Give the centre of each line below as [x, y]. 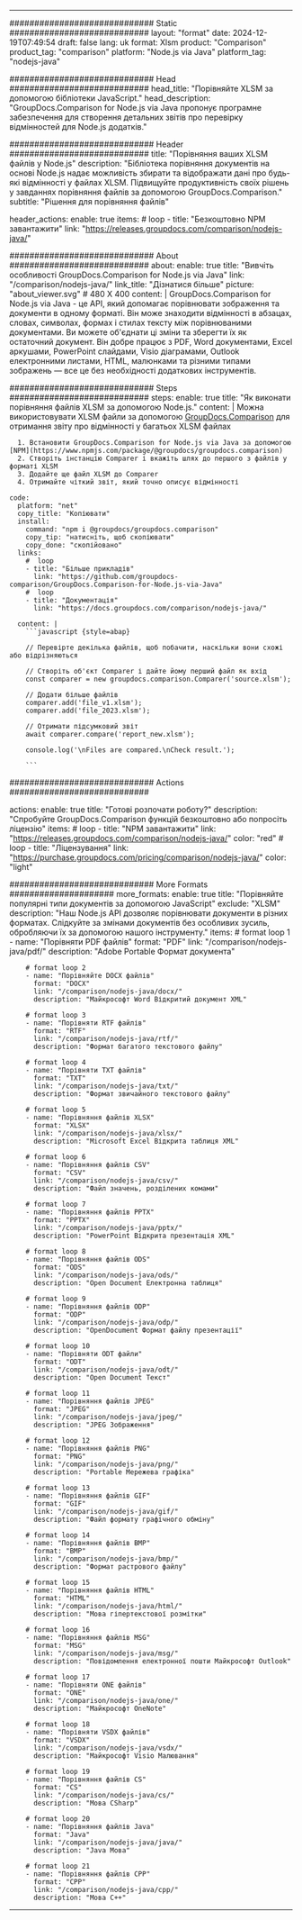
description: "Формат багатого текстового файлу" [128, 1046]
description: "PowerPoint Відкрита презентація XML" [134, 1236]
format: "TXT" [60, 1078]
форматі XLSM [34, 466]
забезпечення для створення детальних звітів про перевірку [126, 117]
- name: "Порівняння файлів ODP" [88, 1307]
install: [34, 521]
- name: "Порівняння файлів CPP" [88, 1874]
